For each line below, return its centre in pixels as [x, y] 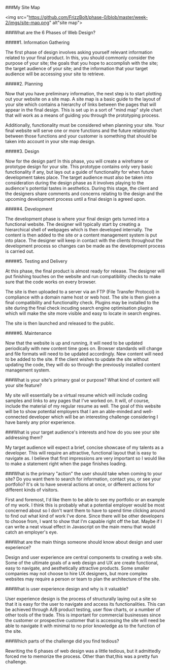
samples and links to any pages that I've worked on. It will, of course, [77, 400]
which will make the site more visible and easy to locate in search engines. [83, 313]
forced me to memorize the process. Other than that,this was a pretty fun [82, 656]
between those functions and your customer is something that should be [81, 136]
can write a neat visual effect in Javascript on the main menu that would [80, 527]
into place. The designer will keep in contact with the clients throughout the [84, 240]
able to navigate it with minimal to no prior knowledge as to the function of [83, 626]
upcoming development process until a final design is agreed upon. [76, 199]
